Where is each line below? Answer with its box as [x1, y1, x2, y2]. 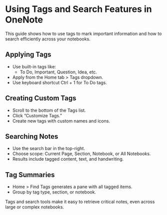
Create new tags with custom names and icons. [12, 118, 111, 124]
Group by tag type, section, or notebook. [12, 189, 96, 195]
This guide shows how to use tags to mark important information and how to [5, 30, 162, 36]
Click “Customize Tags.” [12, 112, 62, 118]
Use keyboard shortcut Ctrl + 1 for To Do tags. [12, 79, 107, 85]
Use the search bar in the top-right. [12, 146, 85, 152]
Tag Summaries [5, 171, 55, 179]
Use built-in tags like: [12, 63, 56, 69]
